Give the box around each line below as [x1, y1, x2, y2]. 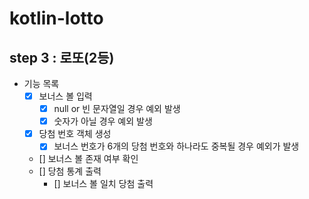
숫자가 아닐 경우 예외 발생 [53, 115, 153, 127]
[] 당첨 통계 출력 [38, 165, 102, 177]
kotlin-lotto [9, 7, 104, 30]
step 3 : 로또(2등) [9, 49, 115, 66]
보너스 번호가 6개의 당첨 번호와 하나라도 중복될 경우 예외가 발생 [53, 140, 300, 152]
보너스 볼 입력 [38, 90, 93, 102]
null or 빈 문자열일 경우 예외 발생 [53, 103, 181, 115]
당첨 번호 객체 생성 [38, 128, 112, 140]
